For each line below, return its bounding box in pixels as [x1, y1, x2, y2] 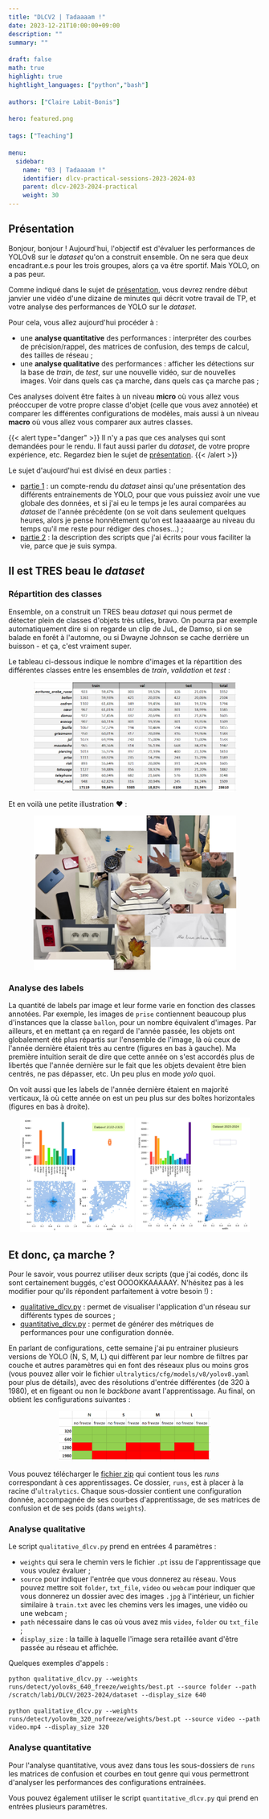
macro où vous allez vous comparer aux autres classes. [8, 417, 194, 427]
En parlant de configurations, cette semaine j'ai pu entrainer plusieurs [8, 1343, 239, 1353]
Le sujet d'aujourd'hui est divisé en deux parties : [8, 465, 171, 475]
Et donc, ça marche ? [8, 1248, 116, 1262]
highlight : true [8, 72, 63, 81]
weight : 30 [22, 192, 59, 200]
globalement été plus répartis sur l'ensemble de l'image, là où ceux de [8, 1035, 241, 1044]
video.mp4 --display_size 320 [8, 1723, 110, 1731]
